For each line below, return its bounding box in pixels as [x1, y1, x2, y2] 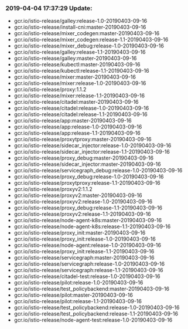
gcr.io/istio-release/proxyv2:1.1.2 [13, 186, 93, 193]
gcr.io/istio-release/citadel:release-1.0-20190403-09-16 [13, 104, 149, 112]
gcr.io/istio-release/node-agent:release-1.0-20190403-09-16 [13, 242, 162, 249]
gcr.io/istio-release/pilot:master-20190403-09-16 [13, 291, 133, 299]
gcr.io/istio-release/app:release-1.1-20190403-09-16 [13, 130, 141, 137]
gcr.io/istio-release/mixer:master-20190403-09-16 [13, 73, 136, 80]
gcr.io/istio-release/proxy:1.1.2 [13, 86, 87, 93]
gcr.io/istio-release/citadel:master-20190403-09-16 [13, 99, 139, 106]
